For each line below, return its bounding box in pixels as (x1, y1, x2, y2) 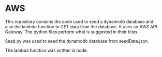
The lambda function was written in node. (5, 47, 88, 53)
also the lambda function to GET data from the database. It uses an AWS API (5, 23, 157, 29)
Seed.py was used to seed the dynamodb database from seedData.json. (5, 38, 149, 44)
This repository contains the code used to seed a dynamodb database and (5, 19, 154, 24)
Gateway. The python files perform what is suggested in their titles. (5, 29, 139, 34)
